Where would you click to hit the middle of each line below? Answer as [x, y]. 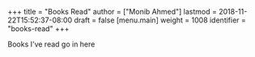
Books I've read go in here [51, 44]
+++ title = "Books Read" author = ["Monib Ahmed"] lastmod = [113, 12]
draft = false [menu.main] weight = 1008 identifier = [160, 20]
